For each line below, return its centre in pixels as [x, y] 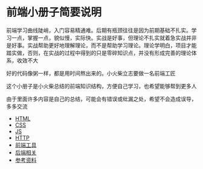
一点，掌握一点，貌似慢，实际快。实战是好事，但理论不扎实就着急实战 [98, 37]
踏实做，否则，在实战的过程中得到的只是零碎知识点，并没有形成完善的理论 [99, 53]
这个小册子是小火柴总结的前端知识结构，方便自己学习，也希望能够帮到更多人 [101, 86]
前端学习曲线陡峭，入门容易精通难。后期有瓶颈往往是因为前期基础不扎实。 [99, 30]
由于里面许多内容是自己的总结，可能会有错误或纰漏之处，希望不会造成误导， [101, 99]
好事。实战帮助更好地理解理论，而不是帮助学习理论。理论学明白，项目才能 [104, 45]
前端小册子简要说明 [54, 12]
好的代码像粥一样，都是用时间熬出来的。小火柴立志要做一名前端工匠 [91, 73]
